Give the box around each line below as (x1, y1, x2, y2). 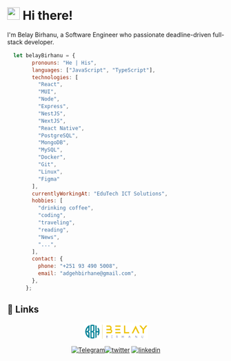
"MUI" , (37, 88, 57, 96)
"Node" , (37, 96, 60, 103)
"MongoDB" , (37, 139, 70, 146)
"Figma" (37, 176, 60, 183)
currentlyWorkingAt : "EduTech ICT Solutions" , (32, 190, 168, 197)
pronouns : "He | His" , (32, 59, 97, 66)
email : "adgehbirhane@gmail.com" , (37, 270, 137, 277)
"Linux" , (37, 168, 63, 175)
